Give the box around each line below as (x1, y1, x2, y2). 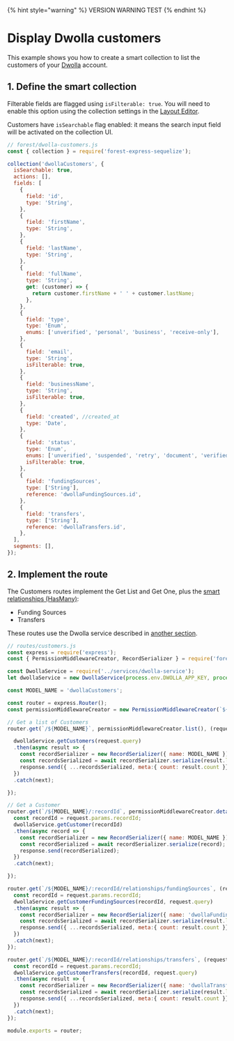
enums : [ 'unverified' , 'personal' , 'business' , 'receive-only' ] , (25, 329, 219, 336)
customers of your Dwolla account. (7, 61, 108, 69)
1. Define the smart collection (7, 81, 137, 93)
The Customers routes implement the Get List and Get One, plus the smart (7, 587, 221, 595)
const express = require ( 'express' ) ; (7, 648, 117, 656)
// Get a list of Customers (7, 718, 89, 726)
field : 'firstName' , (25, 219, 86, 226)
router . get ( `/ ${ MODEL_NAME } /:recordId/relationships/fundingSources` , (7, 886, 217, 892)
